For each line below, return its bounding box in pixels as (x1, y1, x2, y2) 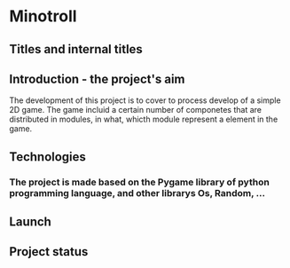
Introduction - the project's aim (9, 71, 185, 86)
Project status (9, 244, 89, 259)
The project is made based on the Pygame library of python (9, 176, 270, 188)
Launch (9, 215, 51, 230)
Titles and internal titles (9, 42, 144, 57)
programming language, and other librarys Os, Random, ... (9, 186, 266, 199)
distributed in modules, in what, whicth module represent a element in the (9, 114, 278, 125)
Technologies (9, 149, 87, 164)
